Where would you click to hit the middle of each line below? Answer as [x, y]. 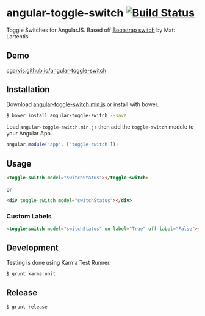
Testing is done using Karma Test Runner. [59, 262]
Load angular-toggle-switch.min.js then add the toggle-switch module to [100, 127]
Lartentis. [18, 36]
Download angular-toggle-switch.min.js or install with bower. [83, 104]
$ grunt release [27, 307]
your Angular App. [29, 134]
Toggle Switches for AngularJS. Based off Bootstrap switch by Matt [91, 30]
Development [33, 248]
